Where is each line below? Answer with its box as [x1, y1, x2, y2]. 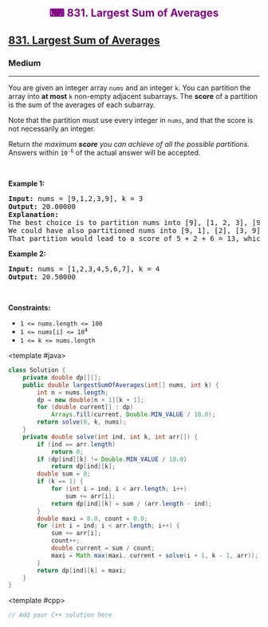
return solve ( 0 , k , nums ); [37, 418, 127, 426]
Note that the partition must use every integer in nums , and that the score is [8, 116, 254, 125]
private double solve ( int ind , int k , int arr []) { [22, 432, 198, 441]
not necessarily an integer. [8, 124, 96, 134]
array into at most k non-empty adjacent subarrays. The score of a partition [8, 92, 258, 101]
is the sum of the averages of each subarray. [8, 100, 156, 110]
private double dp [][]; [22, 373, 102, 381]
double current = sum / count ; [50, 544, 156, 553]
